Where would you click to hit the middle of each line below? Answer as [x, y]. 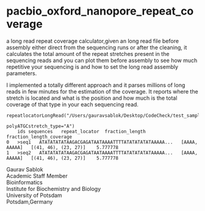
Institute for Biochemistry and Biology [54, 189]
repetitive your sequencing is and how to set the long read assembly [92, 67]
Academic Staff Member [37, 176]
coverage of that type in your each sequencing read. [73, 104]
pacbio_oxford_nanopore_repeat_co [100, 11]
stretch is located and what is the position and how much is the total [92, 98]
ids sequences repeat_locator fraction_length [82, 131]
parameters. [22, 73]
